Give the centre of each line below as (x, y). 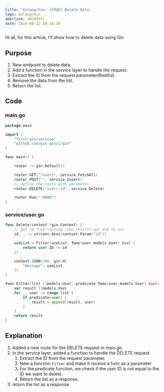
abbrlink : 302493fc (25, 19)
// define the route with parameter (52, 184)
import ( (14, 134)
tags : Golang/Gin (23, 14)
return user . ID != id (45, 248)
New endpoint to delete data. (42, 65)
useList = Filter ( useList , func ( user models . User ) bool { (75, 243)
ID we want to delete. (41, 374)
